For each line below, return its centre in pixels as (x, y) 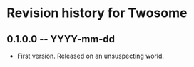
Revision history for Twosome (97, 13)
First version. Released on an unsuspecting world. (91, 56)
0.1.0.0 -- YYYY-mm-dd (61, 39)
